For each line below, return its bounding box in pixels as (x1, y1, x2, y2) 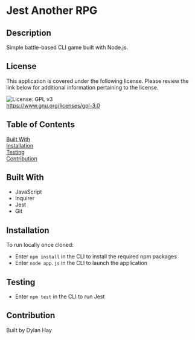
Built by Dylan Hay (6, 326, 53, 333)
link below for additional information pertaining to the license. (6, 83, 159, 91)
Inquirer (14, 195, 35, 202)
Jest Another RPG (6, 4, 98, 18)
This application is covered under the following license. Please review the (6, 77, 189, 85)
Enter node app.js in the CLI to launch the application (14, 260, 148, 267)
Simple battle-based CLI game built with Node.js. (6, 44, 129, 51)
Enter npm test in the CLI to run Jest (14, 293, 105, 300)
